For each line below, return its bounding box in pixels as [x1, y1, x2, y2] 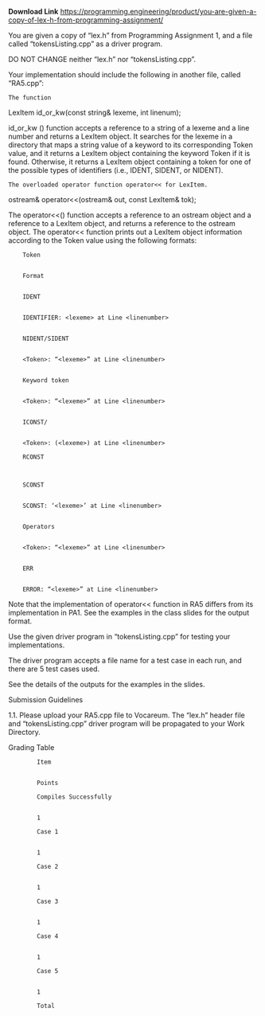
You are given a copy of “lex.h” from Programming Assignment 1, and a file [8, 31, 253, 40]
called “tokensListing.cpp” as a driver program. [8, 39, 163, 49]
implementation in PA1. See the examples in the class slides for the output [8, 608, 249, 617]
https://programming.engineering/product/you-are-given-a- [60, 7, 257, 16]
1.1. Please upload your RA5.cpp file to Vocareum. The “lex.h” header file [8, 710, 245, 720]
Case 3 [37, 897, 59, 905]
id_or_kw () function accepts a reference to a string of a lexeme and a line [8, 123, 250, 132]
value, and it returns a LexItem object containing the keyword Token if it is [8, 149, 251, 158]
